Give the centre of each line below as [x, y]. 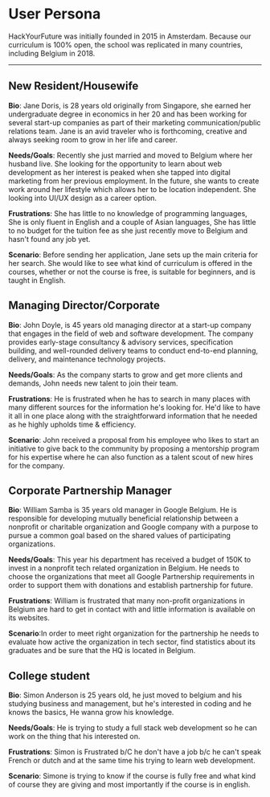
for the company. [37, 465]
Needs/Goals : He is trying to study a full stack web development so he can [133, 728]
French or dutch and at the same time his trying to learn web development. [132, 761]
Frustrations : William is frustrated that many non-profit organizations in [127, 601]
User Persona [55, 14]
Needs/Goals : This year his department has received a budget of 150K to [130, 560]
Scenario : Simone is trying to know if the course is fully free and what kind [132, 776]
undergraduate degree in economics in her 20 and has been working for [128, 114]
